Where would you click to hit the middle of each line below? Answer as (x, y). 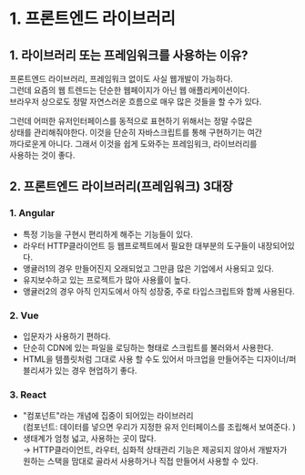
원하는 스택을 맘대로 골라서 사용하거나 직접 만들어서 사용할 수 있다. (140, 461)
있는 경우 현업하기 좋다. (96, 370)
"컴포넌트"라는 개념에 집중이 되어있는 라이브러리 (108, 416)
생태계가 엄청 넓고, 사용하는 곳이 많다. (89, 439)
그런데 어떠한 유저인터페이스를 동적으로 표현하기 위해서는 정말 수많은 (131, 121)
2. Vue (24, 315)
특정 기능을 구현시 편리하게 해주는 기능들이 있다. (107, 234)
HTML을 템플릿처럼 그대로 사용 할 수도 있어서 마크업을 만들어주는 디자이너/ (156, 359)
